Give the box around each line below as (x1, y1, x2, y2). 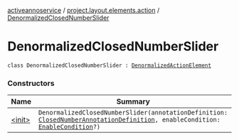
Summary (116, 97, 151, 107)
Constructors (7, 78, 55, 88)
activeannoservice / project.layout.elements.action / (7, 6, 160, 14)
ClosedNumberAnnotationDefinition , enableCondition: (38, 116, 221, 124)
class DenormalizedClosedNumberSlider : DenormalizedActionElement (7, 62, 212, 69)
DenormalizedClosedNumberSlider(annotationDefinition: (38, 109, 228, 117)
